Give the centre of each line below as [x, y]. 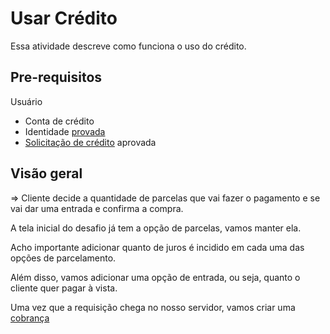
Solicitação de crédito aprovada [90, 142]
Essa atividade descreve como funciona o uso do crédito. [128, 46]
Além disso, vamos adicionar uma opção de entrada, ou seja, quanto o [155, 277]
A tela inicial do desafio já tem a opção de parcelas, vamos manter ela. [156, 228]
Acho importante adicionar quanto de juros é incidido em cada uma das [157, 247]
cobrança [30, 318]
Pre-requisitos [56, 77]
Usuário [26, 101]
